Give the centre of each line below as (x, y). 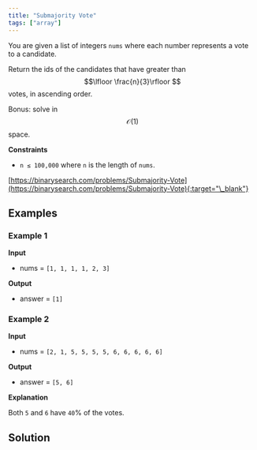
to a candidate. (32, 54)
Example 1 (28, 235)
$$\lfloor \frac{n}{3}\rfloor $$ (132, 81)
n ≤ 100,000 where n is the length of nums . (87, 165)
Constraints (28, 149)
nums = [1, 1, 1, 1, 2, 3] (65, 268)
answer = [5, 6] (47, 382)
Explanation (28, 397)
